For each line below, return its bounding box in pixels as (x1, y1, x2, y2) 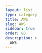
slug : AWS (5, 21, 26, 27)
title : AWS (5, 17, 28, 22)
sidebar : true (5, 26, 35, 31)
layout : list (5, 7, 33, 13)
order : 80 (5, 31, 26, 36)
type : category (5, 12, 37, 17)
